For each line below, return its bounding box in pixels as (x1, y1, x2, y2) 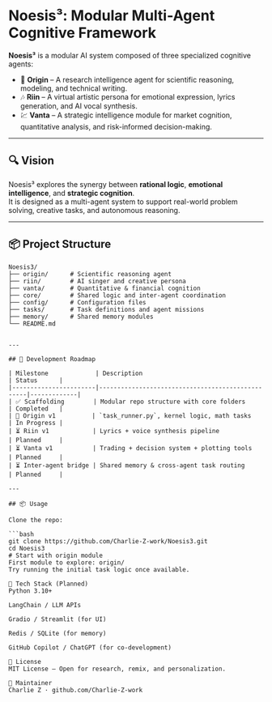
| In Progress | (8, 419, 63, 427)
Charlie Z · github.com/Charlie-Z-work (8, 686, 143, 694)
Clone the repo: (8, 516, 63, 524)
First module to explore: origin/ (8, 558, 125, 567)
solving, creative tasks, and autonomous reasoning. (8, 205, 181, 215)
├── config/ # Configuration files (8, 298, 147, 306)
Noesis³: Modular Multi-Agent (8, 6, 215, 25)
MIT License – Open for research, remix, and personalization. (8, 665, 227, 673)
